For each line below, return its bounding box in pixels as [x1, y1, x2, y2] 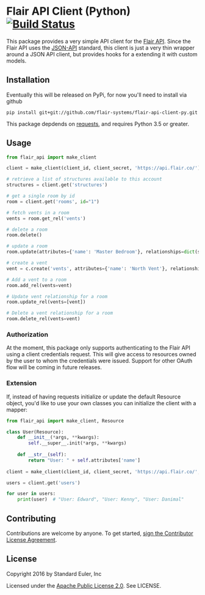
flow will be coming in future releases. [6, 364, 102, 371]
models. [6, 57, 27, 64]
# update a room [6, 243, 48, 249]
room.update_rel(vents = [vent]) [6, 299, 86, 305]
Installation [6, 75, 50, 85]
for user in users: [6, 491, 56, 497]
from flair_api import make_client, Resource [6, 417, 124, 424]
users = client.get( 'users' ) [6, 479, 81, 486]
